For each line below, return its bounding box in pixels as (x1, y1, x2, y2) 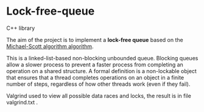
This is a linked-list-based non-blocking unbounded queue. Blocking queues (6, 54, 199, 61)
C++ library (6, 24, 35, 32)
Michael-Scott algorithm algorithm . (6, 43, 94, 50)
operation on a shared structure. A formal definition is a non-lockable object (6, 67, 197, 74)
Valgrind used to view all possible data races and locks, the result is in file (6, 92, 192, 99)
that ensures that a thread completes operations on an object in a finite (6, 74, 185, 81)
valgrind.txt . (6, 99, 38, 106)
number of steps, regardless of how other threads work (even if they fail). (6, 80, 191, 88)
